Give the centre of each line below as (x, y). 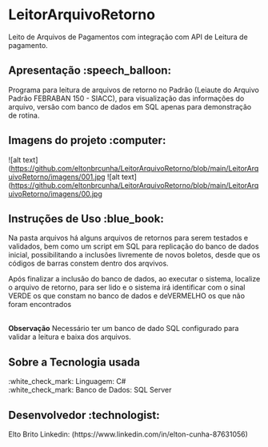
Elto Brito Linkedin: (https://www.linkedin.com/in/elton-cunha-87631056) (128, 434)
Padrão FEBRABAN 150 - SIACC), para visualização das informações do (126, 98)
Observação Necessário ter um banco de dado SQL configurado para (124, 329)
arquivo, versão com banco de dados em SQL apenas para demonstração (130, 106)
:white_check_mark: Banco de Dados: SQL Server (90, 390)
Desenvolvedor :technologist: (84, 415)
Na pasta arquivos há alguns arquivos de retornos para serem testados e (128, 238)
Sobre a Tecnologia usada (74, 362)
